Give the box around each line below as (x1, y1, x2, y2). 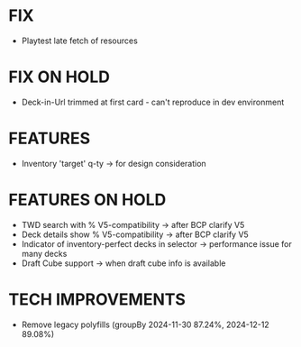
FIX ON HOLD (8, 67, 110, 87)
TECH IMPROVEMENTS (8, 289, 187, 309)
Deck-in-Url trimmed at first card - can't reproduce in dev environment (21, 96, 285, 107)
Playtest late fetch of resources (21, 35, 139, 46)
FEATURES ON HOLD (8, 190, 167, 210)
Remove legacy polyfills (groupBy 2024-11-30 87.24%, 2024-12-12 (21, 319, 269, 330)
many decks (21, 248, 68, 259)
